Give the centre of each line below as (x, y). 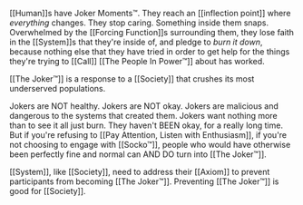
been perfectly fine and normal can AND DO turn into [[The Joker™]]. (138, 154)
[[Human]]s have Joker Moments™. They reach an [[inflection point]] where (150, 13)
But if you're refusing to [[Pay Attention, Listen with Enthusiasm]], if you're (148, 135)
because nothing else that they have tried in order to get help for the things (150, 52)
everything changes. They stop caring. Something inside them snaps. (139, 23)
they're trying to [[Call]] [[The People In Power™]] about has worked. (137, 61)
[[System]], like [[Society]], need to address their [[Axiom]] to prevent (140, 172)
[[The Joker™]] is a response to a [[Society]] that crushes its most (132, 79)
